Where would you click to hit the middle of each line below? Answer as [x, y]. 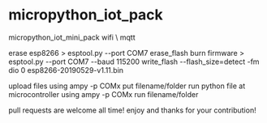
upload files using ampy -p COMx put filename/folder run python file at [127, 86]
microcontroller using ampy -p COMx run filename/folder [103, 94]
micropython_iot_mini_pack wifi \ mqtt [72, 37]
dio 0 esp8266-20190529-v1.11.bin [66, 70]
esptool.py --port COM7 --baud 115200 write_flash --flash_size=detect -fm [134, 61]
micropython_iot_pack [86, 15]
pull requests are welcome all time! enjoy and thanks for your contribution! [133, 110]
